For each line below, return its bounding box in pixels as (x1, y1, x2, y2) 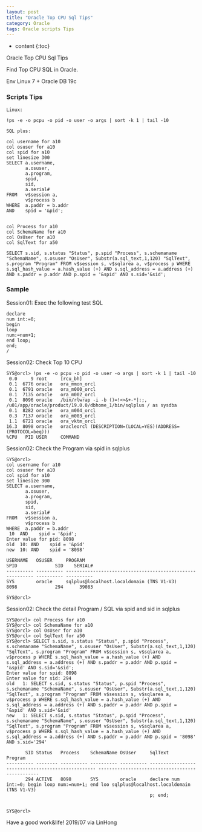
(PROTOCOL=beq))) (6, 428, 50, 435)
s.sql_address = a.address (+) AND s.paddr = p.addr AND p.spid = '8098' (6, 734, 197, 740)
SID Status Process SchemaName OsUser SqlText (25, 749, 169, 756)
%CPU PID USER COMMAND (6, 434, 80, 440)
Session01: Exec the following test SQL (6, 299, 103, 306)
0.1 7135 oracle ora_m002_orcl (8, 391, 96, 397)
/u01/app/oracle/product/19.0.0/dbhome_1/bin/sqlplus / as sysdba (6, 402, 177, 408)
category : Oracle (6, 20, 50, 26)
